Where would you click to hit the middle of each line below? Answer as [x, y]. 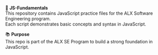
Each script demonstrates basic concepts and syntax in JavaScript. [76, 24]
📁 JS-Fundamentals [27, 8]
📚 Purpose [17, 34]
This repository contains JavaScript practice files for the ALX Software [79, 13]
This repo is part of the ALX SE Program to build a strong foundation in [79, 42]
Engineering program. [28, 19]
